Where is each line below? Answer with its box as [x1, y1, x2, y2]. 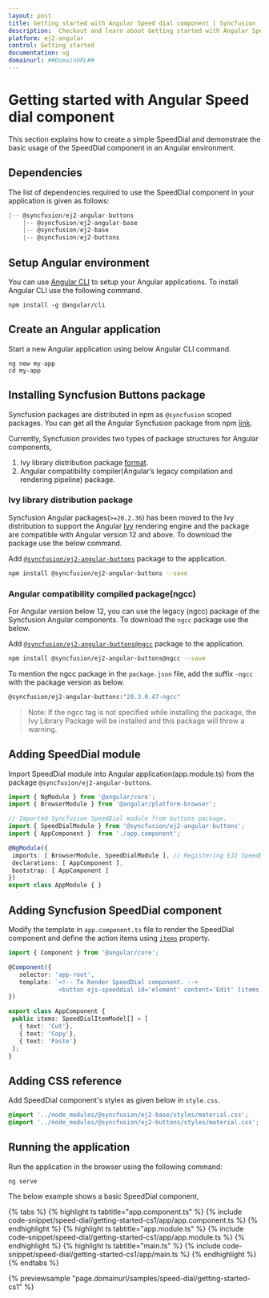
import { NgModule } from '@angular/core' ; [8, 793, 156, 801]
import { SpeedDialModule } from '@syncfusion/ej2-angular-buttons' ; [8, 822, 246, 830]
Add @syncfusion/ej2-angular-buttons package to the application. [8, 553, 227, 563]
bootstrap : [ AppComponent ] [11, 866, 110, 874]
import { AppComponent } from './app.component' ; [8, 830, 181, 838]
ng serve [8, 1177, 38, 1185]
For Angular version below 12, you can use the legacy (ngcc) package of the [8, 606, 260, 617]
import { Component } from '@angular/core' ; [8, 949, 159, 957]
